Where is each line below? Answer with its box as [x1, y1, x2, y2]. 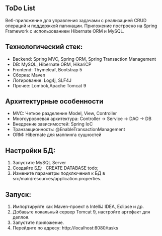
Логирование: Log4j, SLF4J [12, 77, 72, 83]
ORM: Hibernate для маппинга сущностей [12, 132, 102, 138]
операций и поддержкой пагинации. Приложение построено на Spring [5, 23, 157, 29]
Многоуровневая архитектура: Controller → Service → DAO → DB [12, 115, 152, 122]
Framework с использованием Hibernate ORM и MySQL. [5, 28, 125, 34]
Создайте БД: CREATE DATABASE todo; [12, 165, 99, 171]
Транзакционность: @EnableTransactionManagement [12, 127, 125, 133]
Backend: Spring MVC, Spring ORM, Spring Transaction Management [12, 56, 156, 62]
